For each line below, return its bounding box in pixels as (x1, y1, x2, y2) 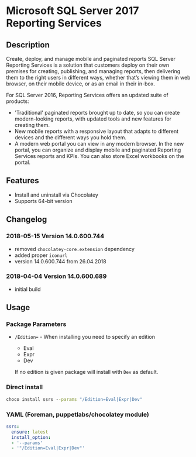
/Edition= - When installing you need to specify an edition (14, 334, 155, 341)
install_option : (11, 434, 51, 440)
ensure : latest (11, 429, 49, 435)
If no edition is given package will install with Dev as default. (14, 369, 159, 376)
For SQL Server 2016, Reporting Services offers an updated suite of (6, 92, 169, 98)
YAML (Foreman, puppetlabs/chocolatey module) (6, 410, 149, 418)
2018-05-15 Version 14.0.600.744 (6, 232, 104, 240)
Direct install (6, 383, 43, 391)
